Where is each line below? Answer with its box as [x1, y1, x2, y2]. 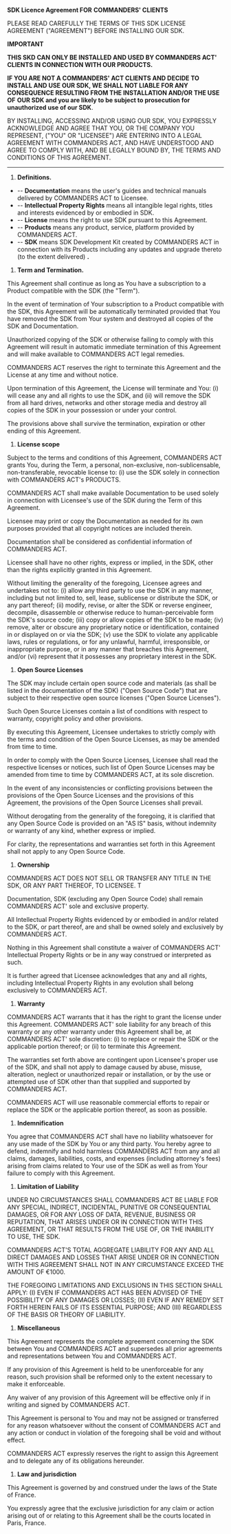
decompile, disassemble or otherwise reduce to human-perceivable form [7, 609, 214, 616]
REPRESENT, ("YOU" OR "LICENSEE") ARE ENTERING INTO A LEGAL [7, 131, 203, 139]
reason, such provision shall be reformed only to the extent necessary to [7, 1373, 213, 1381]
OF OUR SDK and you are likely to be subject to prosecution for [7, 96, 190, 104]
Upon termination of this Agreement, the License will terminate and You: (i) [7, 384, 219, 392]
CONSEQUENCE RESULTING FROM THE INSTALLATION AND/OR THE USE [7, 89, 220, 97]
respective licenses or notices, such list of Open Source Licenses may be [7, 763, 215, 771]
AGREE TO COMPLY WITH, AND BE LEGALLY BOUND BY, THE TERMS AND [7, 146, 221, 154]
